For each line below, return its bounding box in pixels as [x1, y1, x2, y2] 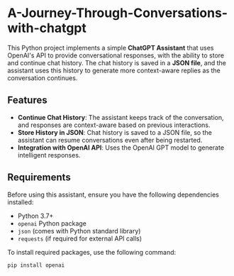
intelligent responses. [17, 150, 81, 159]
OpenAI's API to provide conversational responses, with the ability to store [7, 51, 225, 60]
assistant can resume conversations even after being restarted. [17, 136, 203, 144]
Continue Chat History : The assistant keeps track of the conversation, [17, 113, 225, 121]
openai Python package [17, 219, 87, 228]
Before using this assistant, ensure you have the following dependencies [7, 190, 220, 199]
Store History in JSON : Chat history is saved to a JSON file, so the [17, 128, 213, 136]
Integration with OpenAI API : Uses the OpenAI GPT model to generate [17, 143, 225, 152]
